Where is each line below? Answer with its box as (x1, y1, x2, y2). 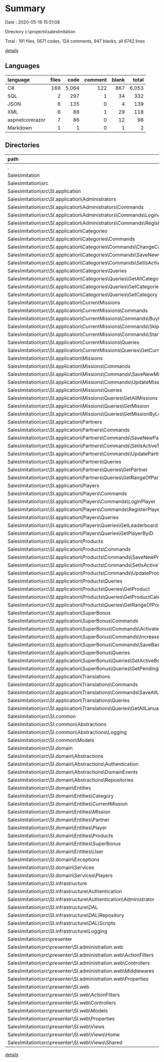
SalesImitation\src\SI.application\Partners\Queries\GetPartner (7, 466, 148, 473)
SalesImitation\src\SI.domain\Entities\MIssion (7, 808, 111, 815)
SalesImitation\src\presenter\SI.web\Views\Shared (7, 1039, 123, 1046)
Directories (5, 141, 40, 149)
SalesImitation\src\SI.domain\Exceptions (7, 856, 100, 863)
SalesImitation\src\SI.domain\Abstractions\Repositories (7, 777, 134, 783)
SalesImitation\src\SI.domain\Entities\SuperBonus (7, 840, 121, 847)
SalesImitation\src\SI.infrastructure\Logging (7, 927, 107, 934)
